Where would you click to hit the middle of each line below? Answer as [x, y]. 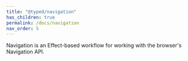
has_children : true [31, 17]
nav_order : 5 [23, 28]
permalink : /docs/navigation [43, 23]
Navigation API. [25, 52]
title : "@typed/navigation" [42, 12]
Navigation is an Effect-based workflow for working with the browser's [94, 45]
